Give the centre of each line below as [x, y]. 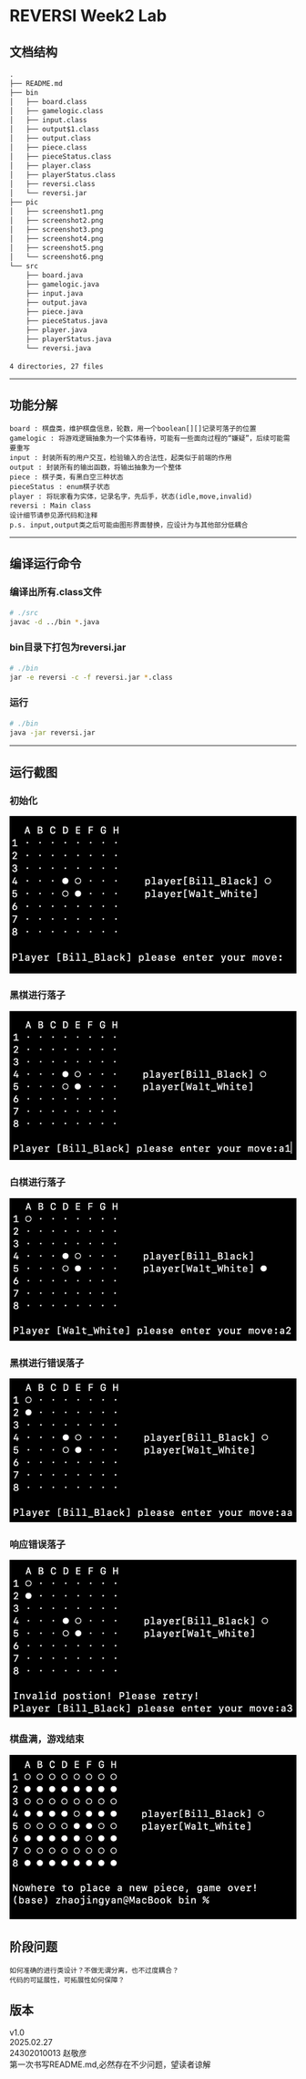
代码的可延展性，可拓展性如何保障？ [67, 1980]
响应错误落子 [38, 1544]
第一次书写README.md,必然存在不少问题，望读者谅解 [110, 2064]
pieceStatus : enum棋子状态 [60, 486]
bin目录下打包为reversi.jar [68, 647]
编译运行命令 [46, 564]
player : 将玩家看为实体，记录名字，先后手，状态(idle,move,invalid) [131, 496]
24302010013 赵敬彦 [48, 2053]
